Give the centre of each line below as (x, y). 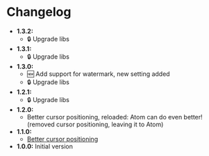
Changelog (39, 12)
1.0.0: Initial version (45, 146)
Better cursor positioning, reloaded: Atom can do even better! (115, 117)
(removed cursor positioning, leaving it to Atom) (95, 124)
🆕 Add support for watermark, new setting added (99, 74)
